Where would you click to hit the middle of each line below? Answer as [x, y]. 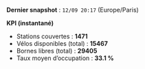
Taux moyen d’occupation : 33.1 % [65, 58]
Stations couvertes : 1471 [52, 36]
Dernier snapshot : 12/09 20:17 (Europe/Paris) [72, 10]
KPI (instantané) [30, 23]
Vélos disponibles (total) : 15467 [62, 43]
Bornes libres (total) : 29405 [57, 51]
